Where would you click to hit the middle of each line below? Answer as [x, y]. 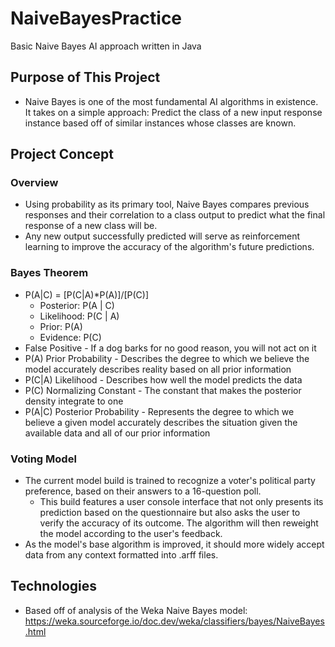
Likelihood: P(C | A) [79, 316]
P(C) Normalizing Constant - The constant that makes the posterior [163, 390]
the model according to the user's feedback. [131, 534]
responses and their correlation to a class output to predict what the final [175, 215]
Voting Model [43, 459]
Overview [34, 183]
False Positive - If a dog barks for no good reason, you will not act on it [170, 348]
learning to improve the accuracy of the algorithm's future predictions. [169, 247]
